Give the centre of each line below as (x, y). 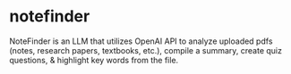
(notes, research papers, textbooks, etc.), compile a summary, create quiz (145, 50)
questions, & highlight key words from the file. (94, 60)
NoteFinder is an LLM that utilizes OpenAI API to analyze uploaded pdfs (141, 41)
